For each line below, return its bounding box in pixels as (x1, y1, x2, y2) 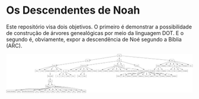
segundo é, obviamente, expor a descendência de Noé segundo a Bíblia (6, 36, 182, 43)
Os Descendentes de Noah (6, 4, 140, 17)
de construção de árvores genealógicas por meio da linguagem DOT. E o (6, 29, 184, 36)
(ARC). (6, 42, 23, 49)
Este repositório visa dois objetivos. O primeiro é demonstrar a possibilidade (6, 23, 192, 30)
